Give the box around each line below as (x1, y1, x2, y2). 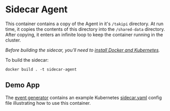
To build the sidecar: (5, 57, 49, 63)
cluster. (5, 37, 22, 43)
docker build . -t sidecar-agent (5, 67, 77, 72)
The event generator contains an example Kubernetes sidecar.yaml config (5, 94, 162, 101)
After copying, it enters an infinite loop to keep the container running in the (5, 31, 163, 38)
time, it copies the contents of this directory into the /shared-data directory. (5, 26, 165, 32)
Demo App (5, 81, 40, 89)
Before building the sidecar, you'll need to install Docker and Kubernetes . (5, 47, 160, 53)
